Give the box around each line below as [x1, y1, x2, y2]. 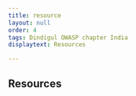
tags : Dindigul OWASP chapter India [8, 33, 128, 42]
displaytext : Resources [8, 41, 86, 49]
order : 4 [8, 26, 37, 34]
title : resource [8, 11, 61, 20]
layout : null [8, 19, 51, 27]
